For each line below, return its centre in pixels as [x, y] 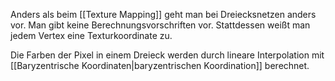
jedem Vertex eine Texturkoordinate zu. [91, 35]
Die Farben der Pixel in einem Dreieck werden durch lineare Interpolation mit [167, 55]
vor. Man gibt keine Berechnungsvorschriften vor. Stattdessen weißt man [160, 25]
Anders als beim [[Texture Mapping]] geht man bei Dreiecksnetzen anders [163, 14]
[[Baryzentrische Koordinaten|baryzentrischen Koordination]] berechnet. [160, 65]
